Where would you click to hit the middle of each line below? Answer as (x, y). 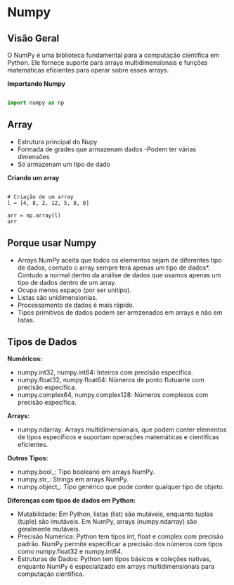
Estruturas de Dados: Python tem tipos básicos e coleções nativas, (114, 559)
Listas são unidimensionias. (57, 297)
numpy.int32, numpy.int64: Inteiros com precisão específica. (105, 372)
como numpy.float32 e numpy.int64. (70, 552)
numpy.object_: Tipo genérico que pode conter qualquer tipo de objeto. (121, 487)
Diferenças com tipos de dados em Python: (72, 501)
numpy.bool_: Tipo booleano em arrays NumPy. (86, 472)
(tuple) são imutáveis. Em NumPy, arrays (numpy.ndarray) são (107, 522)
